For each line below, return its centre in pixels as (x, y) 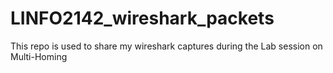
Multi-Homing (39, 56)
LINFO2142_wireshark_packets (142, 18)
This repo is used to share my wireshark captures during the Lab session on (166, 46)
